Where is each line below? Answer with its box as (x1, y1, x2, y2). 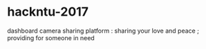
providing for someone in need (7, 33, 95, 42)
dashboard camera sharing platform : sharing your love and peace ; (7, 27, 199, 35)
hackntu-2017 (7, 4, 88, 20)
